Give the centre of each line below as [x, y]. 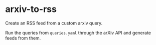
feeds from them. [23, 38]
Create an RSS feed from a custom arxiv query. [54, 23]
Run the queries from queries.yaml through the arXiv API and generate [78, 32]
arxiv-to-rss [31, 9]
